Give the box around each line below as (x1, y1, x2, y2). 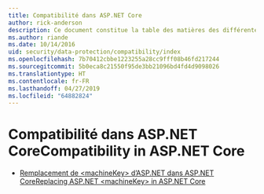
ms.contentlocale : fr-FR (8, 77, 90, 85)
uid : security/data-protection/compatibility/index (8, 48, 181, 56)
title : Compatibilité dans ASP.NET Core (8, 11, 143, 20)
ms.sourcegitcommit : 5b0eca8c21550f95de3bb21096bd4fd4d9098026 (8, 63, 220, 71)
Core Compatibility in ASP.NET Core (8, 142, 245, 160)
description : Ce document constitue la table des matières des (8, 26, 220, 34)
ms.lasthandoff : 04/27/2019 (8, 84, 101, 93)
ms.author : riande (8, 33, 68, 42)
